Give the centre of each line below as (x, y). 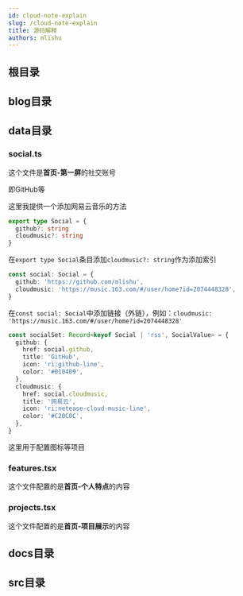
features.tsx (33, 468)
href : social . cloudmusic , (66, 394)
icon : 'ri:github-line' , (64, 365)
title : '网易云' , (49, 401)
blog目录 (30, 101)
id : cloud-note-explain (48, 15)
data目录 (30, 131)
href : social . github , (58, 350)
